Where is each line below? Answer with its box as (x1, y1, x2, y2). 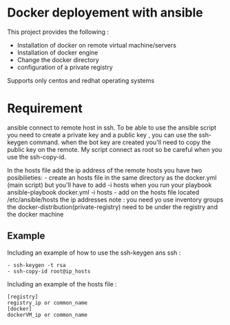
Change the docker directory (17, 55, 100, 63)
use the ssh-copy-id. (7, 152, 67, 161)
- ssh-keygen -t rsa (7, 262, 67, 268)
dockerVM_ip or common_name (7, 311, 88, 318)
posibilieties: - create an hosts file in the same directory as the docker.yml (7, 173, 217, 181)
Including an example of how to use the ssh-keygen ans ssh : (7, 248, 181, 257)
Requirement (7, 101, 83, 117)
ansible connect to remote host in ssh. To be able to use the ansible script (7, 123, 217, 132)
